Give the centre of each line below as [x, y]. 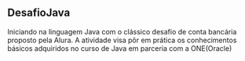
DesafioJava [39, 13]
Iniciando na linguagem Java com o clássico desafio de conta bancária [122, 31]
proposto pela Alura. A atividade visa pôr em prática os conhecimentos [122, 40]
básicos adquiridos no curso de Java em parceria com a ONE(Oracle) [120, 48]
